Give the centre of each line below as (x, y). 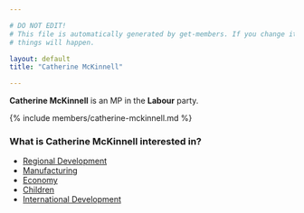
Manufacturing (50, 171)
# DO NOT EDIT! (38, 25)
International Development (72, 199)
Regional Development (64, 161)
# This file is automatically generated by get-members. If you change (147, 34)
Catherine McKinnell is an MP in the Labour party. (104, 101)
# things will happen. (52, 42)
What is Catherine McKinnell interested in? (105, 142)
